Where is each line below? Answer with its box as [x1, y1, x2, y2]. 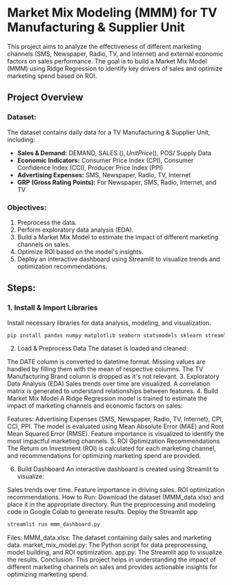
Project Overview [7, 92, 84, 103]
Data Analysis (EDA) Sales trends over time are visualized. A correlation [7, 379, 211, 388]
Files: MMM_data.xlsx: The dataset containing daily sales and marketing [7, 533, 212, 542]
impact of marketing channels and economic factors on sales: [7, 401, 183, 410]
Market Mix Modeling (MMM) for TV [7, 5, 217, 21]
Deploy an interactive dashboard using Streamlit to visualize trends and [17, 255, 220, 263]
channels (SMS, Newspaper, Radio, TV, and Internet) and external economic [7, 50, 224, 58]
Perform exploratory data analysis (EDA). [17, 226, 134, 234]
